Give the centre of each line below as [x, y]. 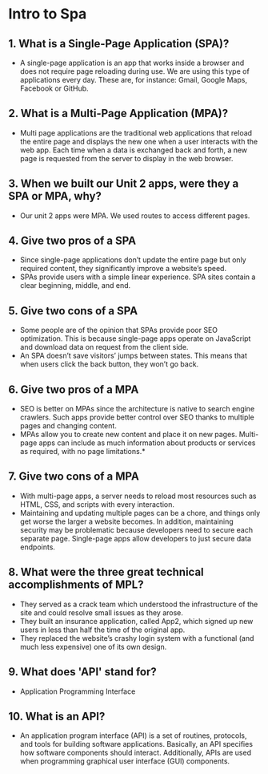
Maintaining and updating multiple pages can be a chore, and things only [140, 513]
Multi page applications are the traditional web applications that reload [136, 132]
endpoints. [38, 547]
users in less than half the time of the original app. [102, 630]
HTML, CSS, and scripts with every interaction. [97, 504]
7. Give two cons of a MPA [74, 477]
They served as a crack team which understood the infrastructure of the [139, 604]
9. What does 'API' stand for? [83, 672]
